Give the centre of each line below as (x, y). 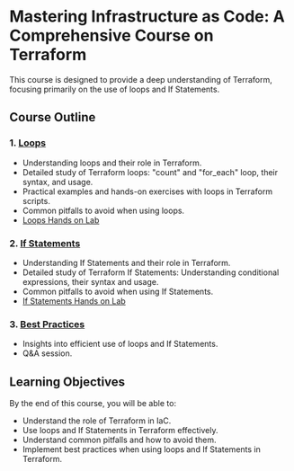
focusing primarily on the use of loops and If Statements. (115, 89)
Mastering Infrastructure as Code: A (147, 17)
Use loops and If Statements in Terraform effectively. (120, 431)
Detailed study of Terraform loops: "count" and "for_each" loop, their (150, 172)
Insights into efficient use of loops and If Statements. (120, 344)
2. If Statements (45, 243)
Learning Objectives (67, 382)
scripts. (36, 200)
